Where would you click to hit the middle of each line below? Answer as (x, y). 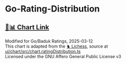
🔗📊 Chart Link (27, 27)
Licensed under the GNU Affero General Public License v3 (63, 57)
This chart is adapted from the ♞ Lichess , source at (56, 46)
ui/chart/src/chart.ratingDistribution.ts (43, 51)
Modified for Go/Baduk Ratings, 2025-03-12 (49, 41)
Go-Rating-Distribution (53, 9)
